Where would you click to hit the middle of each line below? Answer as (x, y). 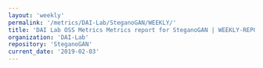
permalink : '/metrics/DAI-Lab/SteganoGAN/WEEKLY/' (92, 23)
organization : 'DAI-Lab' (49, 37)
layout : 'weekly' (36, 15)
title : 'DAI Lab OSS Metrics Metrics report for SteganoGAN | (112, 30)
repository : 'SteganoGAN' (50, 45)
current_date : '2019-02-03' (54, 52)
